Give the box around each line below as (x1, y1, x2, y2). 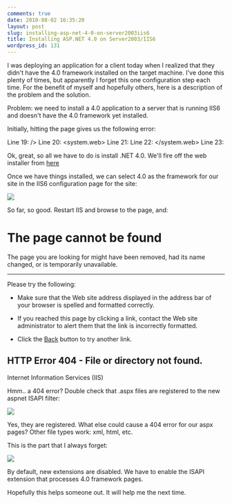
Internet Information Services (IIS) (7, 373, 104, 381)
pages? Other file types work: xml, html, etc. (7, 428, 133, 436)
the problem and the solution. (7, 91, 91, 99)
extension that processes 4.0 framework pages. (7, 475, 144, 483)
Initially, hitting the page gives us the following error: (7, 125, 157, 133)
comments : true (7, 10, 51, 17)
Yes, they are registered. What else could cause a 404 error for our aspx (7, 420, 213, 428)
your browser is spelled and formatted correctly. (17, 301, 155, 309)
